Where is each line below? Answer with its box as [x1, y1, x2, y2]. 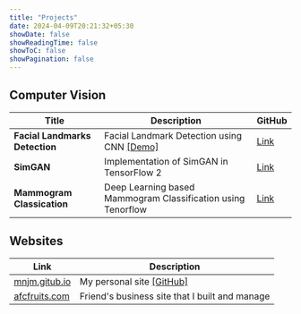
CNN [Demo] [104, 140, 159, 153]
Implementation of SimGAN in [104, 155, 228, 167]
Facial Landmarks [13, 129, 91, 141]
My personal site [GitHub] [79, 275, 188, 287]
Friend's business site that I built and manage [79, 290, 271, 302]
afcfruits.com [13, 290, 70, 302]
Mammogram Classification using [104, 191, 245, 204]
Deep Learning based [104, 181, 195, 193]
